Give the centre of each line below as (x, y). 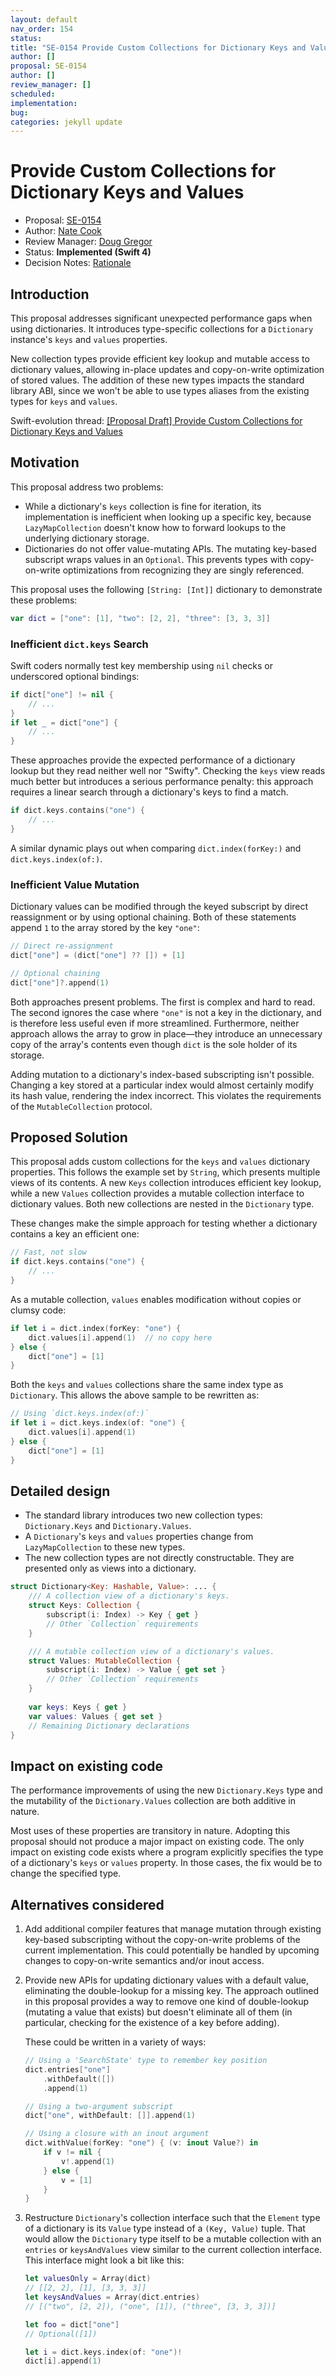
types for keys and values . (64, 401)
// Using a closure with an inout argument (117, 2134)
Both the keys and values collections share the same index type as (147, 1385)
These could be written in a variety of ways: (115, 2042)
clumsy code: (38, 1310)
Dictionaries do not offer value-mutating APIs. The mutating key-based (170, 548)
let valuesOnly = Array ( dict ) (88, 2279)
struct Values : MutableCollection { (105, 1661)
